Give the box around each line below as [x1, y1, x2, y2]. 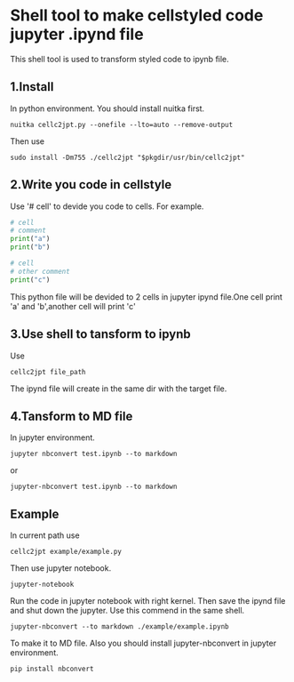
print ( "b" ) [10, 243, 51, 252]
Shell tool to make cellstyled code [10, 5, 264, 26]
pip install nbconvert [10, 664, 94, 674]
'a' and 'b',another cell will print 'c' [10, 301, 136, 311]
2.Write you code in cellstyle [10, 177, 172, 192]
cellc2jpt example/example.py [10, 548, 123, 557]
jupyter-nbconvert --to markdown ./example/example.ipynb [10, 622, 229, 631]
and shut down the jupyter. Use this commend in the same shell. [10, 606, 245, 616]
